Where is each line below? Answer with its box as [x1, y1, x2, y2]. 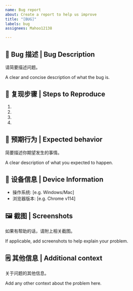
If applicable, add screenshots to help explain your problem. [5, 238, 129, 244]
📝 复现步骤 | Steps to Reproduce [5, 90, 106, 98]
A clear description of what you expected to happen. [5, 159, 114, 165]
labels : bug [5, 21, 30, 26]
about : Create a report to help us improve [5, 12, 97, 17]
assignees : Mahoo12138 [5, 26, 52, 31]
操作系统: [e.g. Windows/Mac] [12, 189, 75, 195]
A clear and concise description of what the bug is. [5, 74, 110, 80]
